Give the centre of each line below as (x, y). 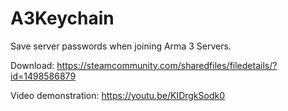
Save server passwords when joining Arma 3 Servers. (121, 46)
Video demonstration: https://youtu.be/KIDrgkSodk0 (118, 95)
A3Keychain (62, 18)
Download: (32, 65)
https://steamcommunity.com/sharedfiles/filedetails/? (167, 65)
